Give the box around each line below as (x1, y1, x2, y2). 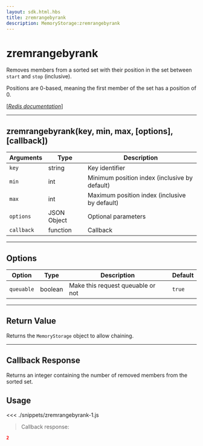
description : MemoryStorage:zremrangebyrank (6, 20, 120, 26)
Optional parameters (87, 212, 146, 221)
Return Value (6, 316, 56, 326)
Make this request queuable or (69, 281, 156, 289)
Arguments (9, 154, 42, 162)
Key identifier (87, 164, 126, 172)
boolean (40, 285, 63, 293)
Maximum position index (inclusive (87, 191, 186, 200)
